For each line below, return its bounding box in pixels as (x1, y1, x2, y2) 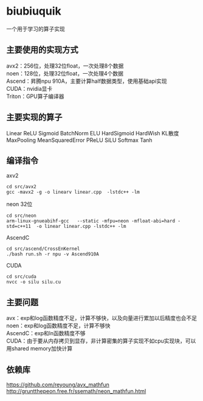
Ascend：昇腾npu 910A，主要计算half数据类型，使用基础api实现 (6, 77, 167, 85)
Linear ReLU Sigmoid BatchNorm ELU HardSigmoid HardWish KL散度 (6, 129, 179, 137)
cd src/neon (6, 213, 36, 219)
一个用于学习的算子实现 (6, 25, 65, 32)
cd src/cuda (6, 274, 36, 280)
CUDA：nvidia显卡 (6, 85, 53, 92)
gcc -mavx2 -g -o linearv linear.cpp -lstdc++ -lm (6, 189, 140, 196)
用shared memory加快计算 (6, 345, 73, 352)
